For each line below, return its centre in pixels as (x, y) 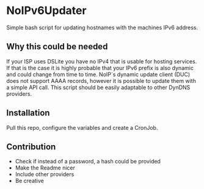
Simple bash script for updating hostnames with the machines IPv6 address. (102, 27)
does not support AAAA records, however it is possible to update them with (101, 80)
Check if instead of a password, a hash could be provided (88, 162)
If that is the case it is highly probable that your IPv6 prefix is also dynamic (100, 68)
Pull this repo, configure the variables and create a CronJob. (82, 127)
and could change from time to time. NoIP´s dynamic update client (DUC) (98, 74)
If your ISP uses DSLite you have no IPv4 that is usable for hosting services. (102, 61)
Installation (28, 113)
